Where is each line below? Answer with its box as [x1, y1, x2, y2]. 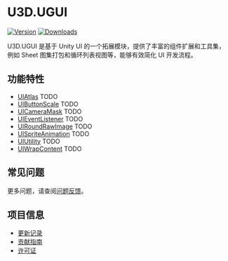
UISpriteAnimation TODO [17, 129, 90, 138]
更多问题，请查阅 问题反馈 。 [7, 187, 88, 195]
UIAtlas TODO [17, 92, 58, 100]
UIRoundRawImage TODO [17, 122, 93, 130]
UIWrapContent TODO [17, 145, 82, 153]
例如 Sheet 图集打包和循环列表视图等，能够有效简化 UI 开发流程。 [7, 51, 198, 59]
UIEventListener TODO [17, 114, 83, 123]
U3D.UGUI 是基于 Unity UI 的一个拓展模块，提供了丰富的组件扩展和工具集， [7, 41, 226, 50]
